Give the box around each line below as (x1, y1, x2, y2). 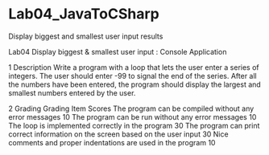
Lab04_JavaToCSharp (8, 5, 159, 23)
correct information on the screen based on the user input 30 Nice (8, 129, 229, 139)
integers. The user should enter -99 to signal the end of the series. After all (8, 71, 257, 80)
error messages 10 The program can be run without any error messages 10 (8, 112, 257, 121)
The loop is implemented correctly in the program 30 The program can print (8, 120, 260, 130)
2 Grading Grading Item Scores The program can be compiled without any (8, 104, 255, 113)
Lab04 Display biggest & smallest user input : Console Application (8, 47, 227, 56)
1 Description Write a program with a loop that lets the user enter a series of (8, 62, 259, 72)
